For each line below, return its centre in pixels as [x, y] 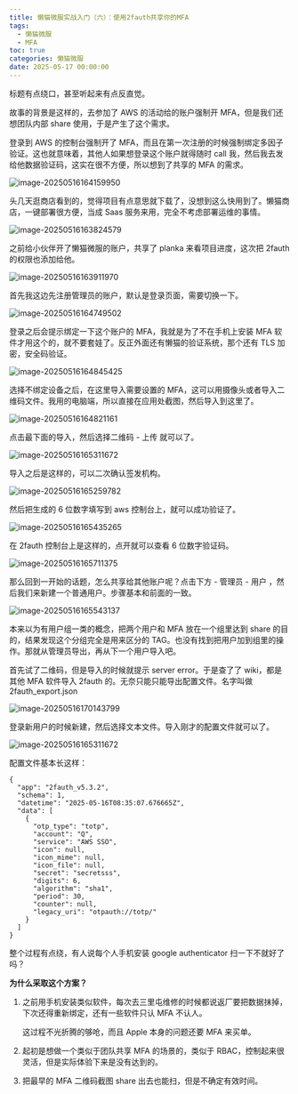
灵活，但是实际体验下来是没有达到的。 [92, 1062]
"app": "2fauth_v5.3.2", [63, 787]
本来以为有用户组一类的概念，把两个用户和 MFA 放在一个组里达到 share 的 [145, 629]
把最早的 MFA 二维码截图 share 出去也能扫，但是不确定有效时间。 [142, 1081]
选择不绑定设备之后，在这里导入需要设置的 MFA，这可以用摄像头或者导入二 [147, 390]
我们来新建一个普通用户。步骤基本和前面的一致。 [106, 592]
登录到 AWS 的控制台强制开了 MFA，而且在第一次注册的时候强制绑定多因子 [146, 142]
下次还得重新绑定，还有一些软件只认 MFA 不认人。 [114, 1013]
